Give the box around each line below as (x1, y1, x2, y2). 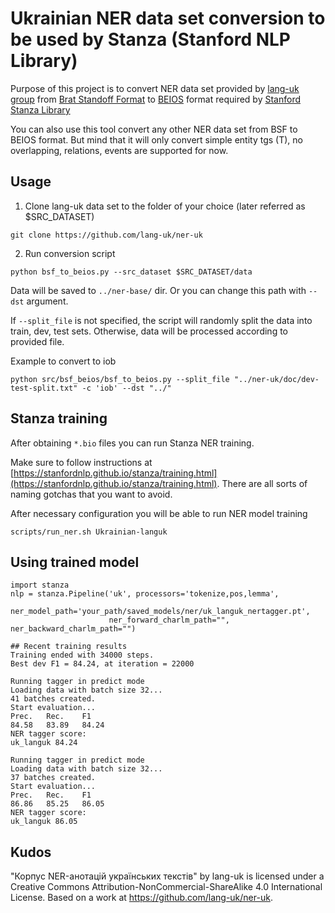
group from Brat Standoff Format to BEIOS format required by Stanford (10, 93, 302, 105)
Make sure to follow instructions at (10, 456, 153, 468)
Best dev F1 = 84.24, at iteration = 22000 (10, 659, 195, 669)
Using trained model (10, 553, 140, 571)
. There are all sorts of (216, 477, 308, 489)
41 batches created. (10, 694, 97, 704)
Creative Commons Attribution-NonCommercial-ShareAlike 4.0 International (10, 881, 323, 893)
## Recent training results (10, 642, 128, 652)
